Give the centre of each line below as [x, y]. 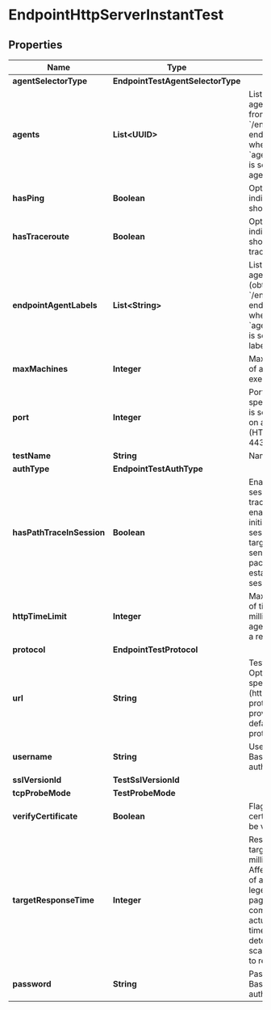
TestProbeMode [144, 793]
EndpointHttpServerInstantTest [116, 15]
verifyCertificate [45, 816]
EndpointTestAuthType [158, 469]
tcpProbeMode [42, 793]
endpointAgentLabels [55, 305]
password [32, 984]
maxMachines [40, 369]
